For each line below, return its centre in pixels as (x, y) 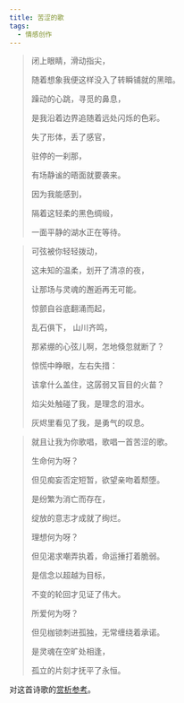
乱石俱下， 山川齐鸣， (71, 327)
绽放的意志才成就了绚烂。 (78, 518)
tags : (19, 26)
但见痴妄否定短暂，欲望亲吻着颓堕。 (98, 480)
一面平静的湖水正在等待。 (78, 232)
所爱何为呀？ (54, 613)
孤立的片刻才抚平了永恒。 (78, 671)
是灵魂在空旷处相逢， (70, 652)
